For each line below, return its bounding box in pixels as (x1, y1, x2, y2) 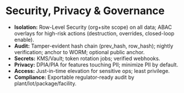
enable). (14, 36, 35, 43)
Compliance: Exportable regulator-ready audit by (14, 74, 134, 81)
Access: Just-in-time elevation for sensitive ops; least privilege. (14, 67, 170, 74)
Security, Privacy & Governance (5, 4, 165, 18)
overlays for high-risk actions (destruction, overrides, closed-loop (14, 29, 175, 36)
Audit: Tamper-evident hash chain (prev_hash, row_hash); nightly (14, 42, 173, 49)
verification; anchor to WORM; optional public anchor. (14, 48, 145, 55)
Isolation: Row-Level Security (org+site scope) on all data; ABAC (14, 24, 172, 31)
